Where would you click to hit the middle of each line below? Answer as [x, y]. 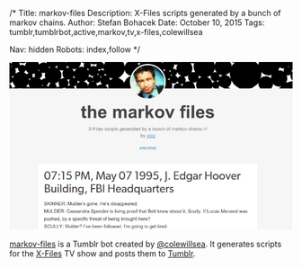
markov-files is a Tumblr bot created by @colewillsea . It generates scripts [146, 244]
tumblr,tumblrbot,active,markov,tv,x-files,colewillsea [107, 32]
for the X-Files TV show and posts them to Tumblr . [102, 254]
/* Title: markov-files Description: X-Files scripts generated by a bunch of [145, 13]
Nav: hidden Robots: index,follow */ [75, 49]
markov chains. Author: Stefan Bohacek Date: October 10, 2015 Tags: [137, 22]
